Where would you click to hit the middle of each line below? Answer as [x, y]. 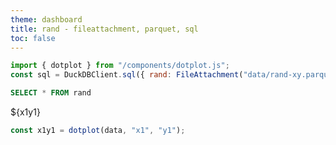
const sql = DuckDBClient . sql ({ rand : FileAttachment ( [127, 75]
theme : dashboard [46, 19]
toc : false [33, 38]
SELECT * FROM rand [51, 93]
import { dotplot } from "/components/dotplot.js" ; [120, 66]
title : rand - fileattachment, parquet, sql [104, 29]
